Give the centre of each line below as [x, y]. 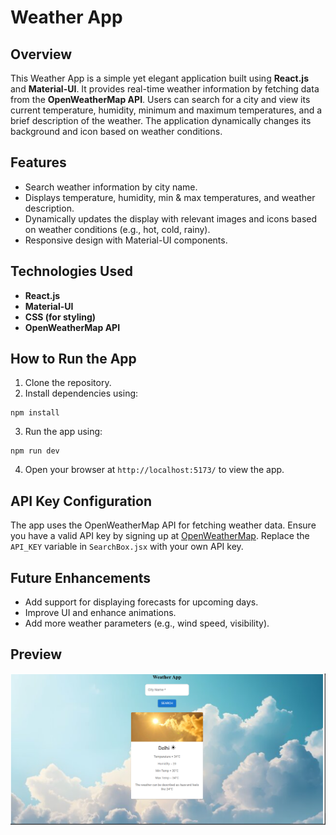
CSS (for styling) [60, 317]
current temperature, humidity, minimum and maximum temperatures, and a [166, 110]
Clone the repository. [68, 383]
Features [38, 162]
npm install [35, 413]
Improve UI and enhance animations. [100, 613]
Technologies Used [71, 271]
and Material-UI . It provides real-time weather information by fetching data [165, 89]
